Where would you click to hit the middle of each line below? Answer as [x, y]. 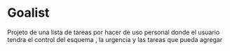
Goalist [28, 13]
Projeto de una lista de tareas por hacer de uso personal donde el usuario [114, 32]
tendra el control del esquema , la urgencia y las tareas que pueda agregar [115, 39]
